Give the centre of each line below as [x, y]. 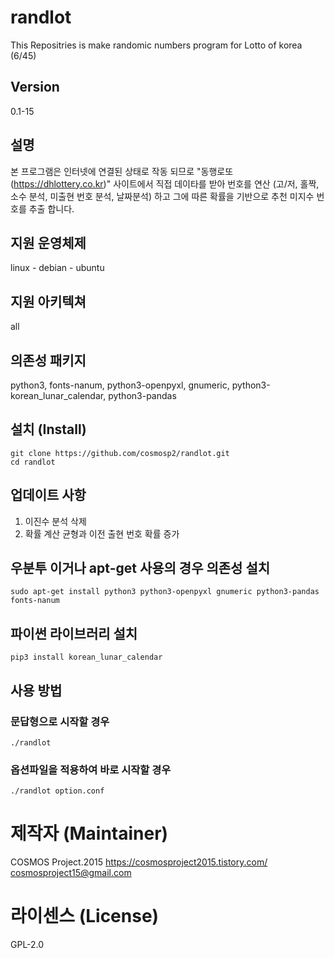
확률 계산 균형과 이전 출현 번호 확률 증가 [102, 533]
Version [35, 87]
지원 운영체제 [48, 242]
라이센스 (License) [85, 916]
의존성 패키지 [48, 360]
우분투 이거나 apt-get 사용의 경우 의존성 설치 [140, 568]
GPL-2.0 [27, 945]
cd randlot [33, 462]
